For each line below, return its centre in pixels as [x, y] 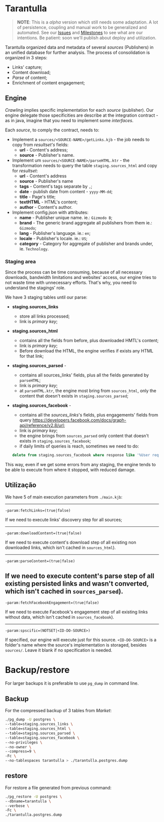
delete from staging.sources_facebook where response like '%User [81, 455]
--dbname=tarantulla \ [28, 801]
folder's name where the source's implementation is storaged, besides [76, 645]
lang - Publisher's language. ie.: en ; [55, 233]
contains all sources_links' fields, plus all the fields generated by [84, 375]
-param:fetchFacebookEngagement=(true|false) [52, 603]
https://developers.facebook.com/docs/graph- [80, 420]
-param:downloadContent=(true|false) [43, 533]
